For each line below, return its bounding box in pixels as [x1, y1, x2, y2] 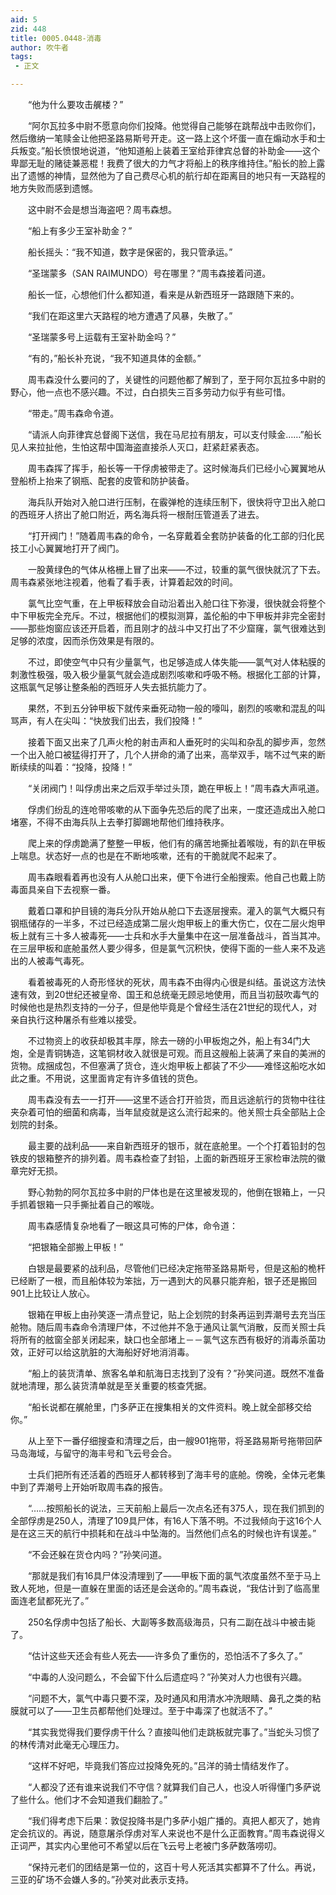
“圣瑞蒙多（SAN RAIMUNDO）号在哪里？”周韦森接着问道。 [27, 267, 272, 279]
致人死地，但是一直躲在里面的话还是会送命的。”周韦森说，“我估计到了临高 [10, 1582, 312, 1594]
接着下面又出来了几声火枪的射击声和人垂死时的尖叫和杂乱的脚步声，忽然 [27, 736, 326, 748]
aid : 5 [10, 14, 38, 25]
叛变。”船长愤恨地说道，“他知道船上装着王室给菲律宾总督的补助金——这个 [18, 145, 321, 156]
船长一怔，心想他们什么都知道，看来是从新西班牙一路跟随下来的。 [27, 289, 300, 300]
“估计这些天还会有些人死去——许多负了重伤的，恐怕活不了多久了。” [27, 1650, 303, 1661]
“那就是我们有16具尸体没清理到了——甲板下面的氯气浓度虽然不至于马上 [27, 1570, 322, 1581]
